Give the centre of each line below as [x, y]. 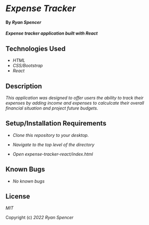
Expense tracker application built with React [52, 33]
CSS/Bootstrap [28, 66]
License [18, 197]
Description [24, 86]
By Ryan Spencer [23, 22]
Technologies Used [35, 48]
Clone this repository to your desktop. [51, 135]
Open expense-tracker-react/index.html [53, 154]
